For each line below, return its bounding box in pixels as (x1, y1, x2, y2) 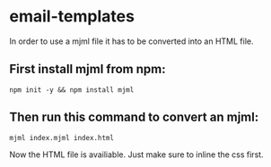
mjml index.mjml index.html (9, 133, 115, 142)
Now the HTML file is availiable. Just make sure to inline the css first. (9, 149, 264, 160)
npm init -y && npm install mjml (9, 85, 135, 95)
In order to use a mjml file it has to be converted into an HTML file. (9, 36, 254, 46)
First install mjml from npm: (9, 62, 166, 77)
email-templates (9, 6, 135, 27)
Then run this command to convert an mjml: (9, 110, 259, 125)
